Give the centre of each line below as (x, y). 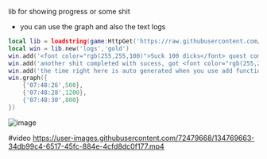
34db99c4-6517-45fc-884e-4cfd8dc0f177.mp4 (86, 146)
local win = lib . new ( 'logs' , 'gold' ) (69, 48)
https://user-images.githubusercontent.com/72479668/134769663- (144, 138)
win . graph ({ (28, 78)
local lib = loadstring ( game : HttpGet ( (72, 41)
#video (20, 138)
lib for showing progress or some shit (70, 11)
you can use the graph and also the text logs (93, 26)
